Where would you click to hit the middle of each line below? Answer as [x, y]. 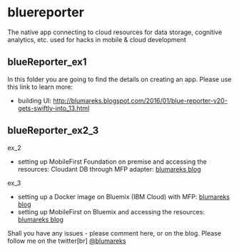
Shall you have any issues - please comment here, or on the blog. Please [114, 233]
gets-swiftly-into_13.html [54, 108]
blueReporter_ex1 [47, 62]
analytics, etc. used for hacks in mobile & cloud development [97, 39]
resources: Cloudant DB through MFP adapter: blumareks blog [109, 169]
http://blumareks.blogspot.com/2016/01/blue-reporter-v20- [141, 100]
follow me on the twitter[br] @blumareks [67, 241]
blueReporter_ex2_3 [53, 131]
